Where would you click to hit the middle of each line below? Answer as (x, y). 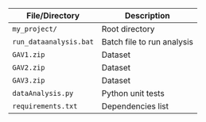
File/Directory (53, 15)
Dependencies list (135, 106)
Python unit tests (133, 93)
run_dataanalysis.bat (53, 42)
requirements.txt (45, 106)
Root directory (128, 29)
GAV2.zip (29, 68)
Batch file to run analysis (147, 42)
